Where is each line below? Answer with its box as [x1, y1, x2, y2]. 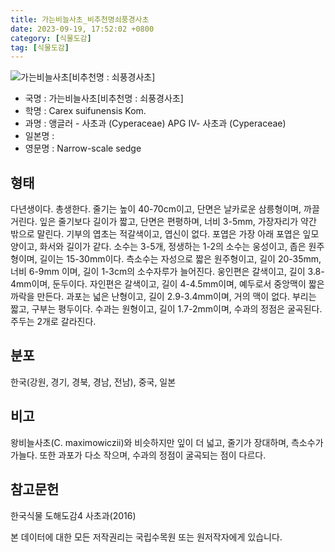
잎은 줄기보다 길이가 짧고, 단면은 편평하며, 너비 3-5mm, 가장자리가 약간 [39, 216, 317, 228]
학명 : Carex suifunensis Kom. [24, 105, 147, 117]
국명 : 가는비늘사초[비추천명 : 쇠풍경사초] [24, 92, 184, 105]
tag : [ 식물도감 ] [10, 42, 70, 53]
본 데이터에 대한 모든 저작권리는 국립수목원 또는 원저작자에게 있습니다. [10, 531, 283, 543]
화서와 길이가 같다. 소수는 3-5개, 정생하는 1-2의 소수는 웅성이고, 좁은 [39, 241, 307, 253]
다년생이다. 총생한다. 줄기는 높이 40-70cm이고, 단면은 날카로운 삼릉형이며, [10, 203, 302, 215]
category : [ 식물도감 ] [10, 33, 92, 43]
